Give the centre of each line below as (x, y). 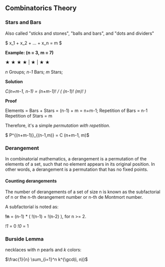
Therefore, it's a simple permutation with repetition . (58, 125)
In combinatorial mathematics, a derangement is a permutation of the (76, 158)
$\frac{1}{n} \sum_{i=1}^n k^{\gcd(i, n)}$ (46, 260)
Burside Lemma (24, 239)
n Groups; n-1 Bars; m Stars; (34, 72)
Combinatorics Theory (41, 8)
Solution (14, 81)
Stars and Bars (23, 22)
